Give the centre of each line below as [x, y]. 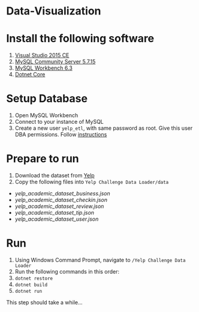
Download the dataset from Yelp [55, 175]
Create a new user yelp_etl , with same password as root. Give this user [104, 128]
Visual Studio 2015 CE [42, 55]
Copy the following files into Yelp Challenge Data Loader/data [92, 182]
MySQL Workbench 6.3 [44, 68]
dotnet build [31, 285]
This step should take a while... [44, 302]
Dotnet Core [30, 75]
